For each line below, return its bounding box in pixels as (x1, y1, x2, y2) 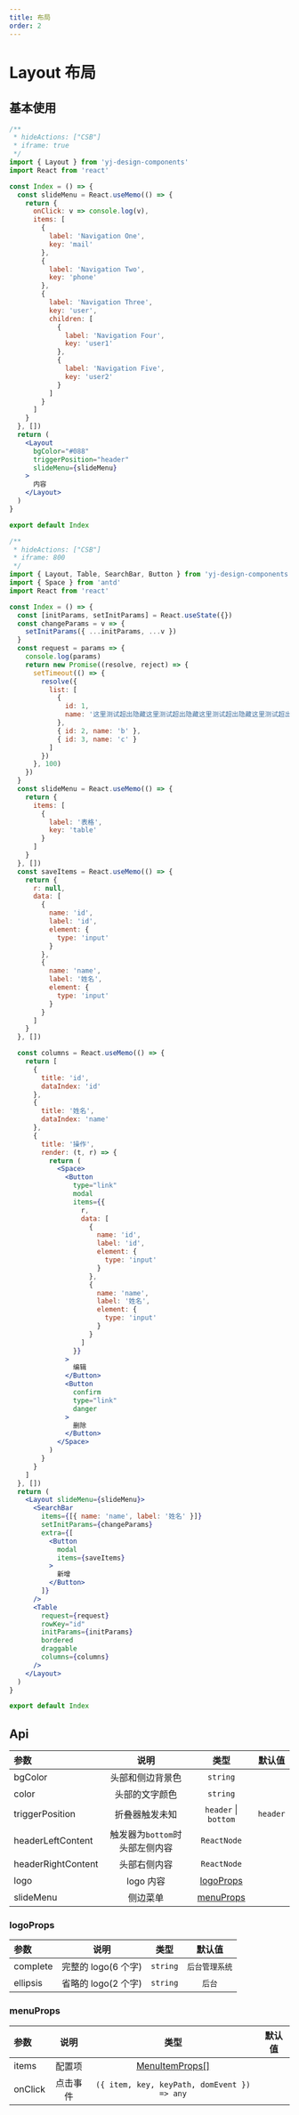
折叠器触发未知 (114, 1808, 178, 1820)
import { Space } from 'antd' (9, 578, 122, 587)
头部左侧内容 (118, 1842, 174, 1854)
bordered (41, 1636, 74, 1645)
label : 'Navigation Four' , (65, 331, 166, 340)
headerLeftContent (13, 1835, 93, 1847)
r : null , (32, 884, 66, 892)
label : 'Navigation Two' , (48, 264, 145, 274)
